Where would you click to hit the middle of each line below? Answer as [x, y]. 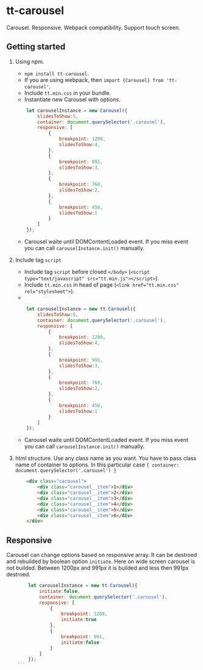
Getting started [36, 47]
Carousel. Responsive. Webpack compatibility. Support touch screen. [94, 28]
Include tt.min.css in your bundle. [67, 93]
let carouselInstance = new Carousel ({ [77, 111]
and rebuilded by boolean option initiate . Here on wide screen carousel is [101, 561]
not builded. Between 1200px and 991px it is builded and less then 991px [98, 568]
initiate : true [79, 620]
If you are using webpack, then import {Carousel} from [94, 79]
